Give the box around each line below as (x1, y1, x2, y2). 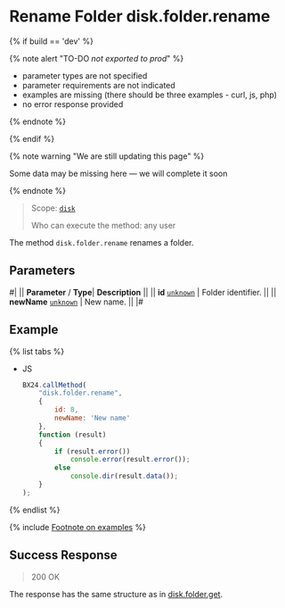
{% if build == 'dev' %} (9, 36, 94, 46)
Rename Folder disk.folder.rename (9, 6, 271, 27)
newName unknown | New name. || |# (9, 296, 144, 307)
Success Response (9, 547, 118, 563)
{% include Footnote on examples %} (9, 521, 147, 532)
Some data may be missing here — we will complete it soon (9, 168, 228, 179)
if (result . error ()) (54, 446, 131, 456)
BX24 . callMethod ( (21, 380, 87, 389)
